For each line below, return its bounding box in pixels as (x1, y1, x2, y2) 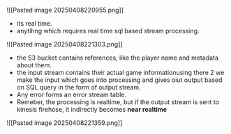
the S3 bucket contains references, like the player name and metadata (16, 53, 219, 62)
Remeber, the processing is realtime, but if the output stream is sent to (16, 98, 219, 106)
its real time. (16, 19, 52, 27)
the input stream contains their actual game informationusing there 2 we (16, 69, 225, 76)
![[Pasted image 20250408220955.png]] (6, 6, 124, 14)
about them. (16, 61, 52, 69)
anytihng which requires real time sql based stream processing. (16, 27, 200, 35)
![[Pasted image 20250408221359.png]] (6, 119, 123, 127)
